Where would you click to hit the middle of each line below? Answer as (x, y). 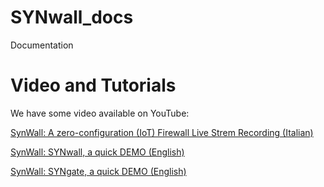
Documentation (42, 45)
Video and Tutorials (93, 85)
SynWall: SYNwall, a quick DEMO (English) (97, 152)
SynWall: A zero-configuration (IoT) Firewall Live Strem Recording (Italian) (162, 132)
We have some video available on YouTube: (100, 113)
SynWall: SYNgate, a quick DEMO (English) (98, 171)
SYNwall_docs (72, 17)
